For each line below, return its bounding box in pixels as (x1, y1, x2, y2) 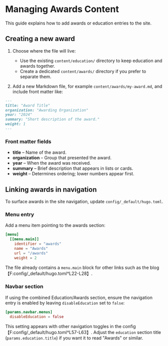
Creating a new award (5, 35, 75, 43)
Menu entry (5, 211, 34, 218)
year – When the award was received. (12, 160, 91, 166)
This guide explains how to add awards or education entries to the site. (5, 20, 152, 26)
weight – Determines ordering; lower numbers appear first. (12, 171, 134, 177)
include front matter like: (12, 89, 64, 95)
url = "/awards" (14, 250, 49, 256)
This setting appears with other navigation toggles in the (5, 323, 122, 329)
